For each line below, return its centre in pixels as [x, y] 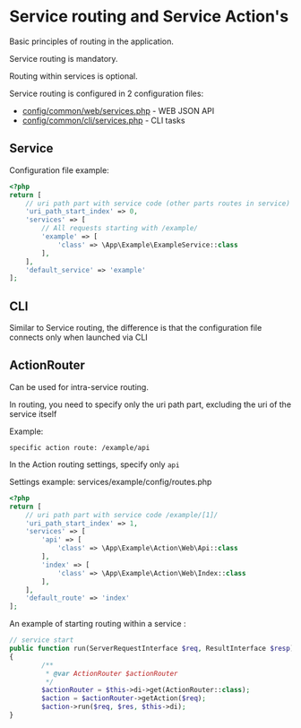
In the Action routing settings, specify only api [95, 464]
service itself [33, 413]
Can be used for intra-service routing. [79, 386]
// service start [42, 640]
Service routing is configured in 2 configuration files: [107, 93]
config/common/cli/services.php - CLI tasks [103, 120]
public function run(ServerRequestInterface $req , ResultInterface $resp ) [152, 648]
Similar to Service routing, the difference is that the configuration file [136, 328]
